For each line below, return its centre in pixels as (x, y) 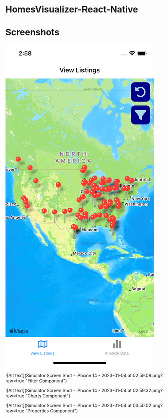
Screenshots (32, 33)
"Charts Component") (48, 396)
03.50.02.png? (148, 406)
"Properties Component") (52, 411)
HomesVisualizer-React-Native (72, 9)
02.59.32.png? (148, 391)
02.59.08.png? (148, 376)
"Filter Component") (46, 381)
